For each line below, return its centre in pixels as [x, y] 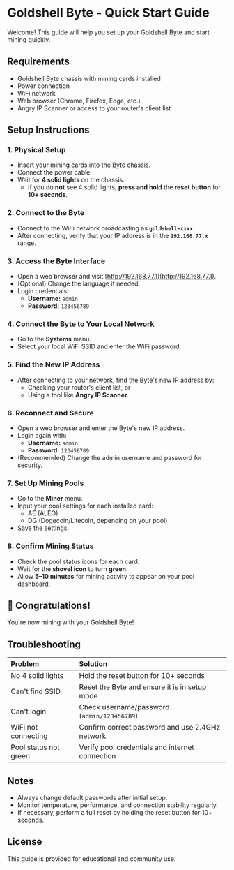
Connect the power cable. [55, 172]
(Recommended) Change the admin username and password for [110, 457]
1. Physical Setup [37, 150]
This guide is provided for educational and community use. [92, 858]
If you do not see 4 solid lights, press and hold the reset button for [124, 187]
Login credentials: [43, 291]
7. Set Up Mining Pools [46, 483]
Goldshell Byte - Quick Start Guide [109, 13]
